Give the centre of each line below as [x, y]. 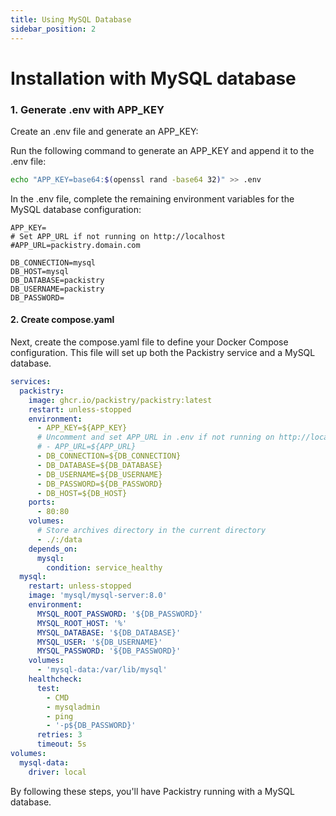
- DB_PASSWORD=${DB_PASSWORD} [99, 484]
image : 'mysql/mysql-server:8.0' [98, 596]
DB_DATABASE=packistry [57, 280]
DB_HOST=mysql [40, 271]
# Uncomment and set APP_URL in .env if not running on [155, 437]
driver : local [57, 772]
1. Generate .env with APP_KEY [87, 109]
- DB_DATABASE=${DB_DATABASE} [99, 465]
